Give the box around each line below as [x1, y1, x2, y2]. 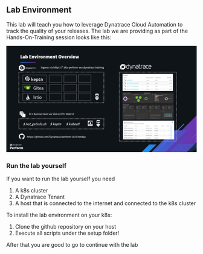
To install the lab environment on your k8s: [6, 211, 112, 219]
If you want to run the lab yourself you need [6, 175, 115, 183]
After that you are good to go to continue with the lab [6, 241, 138, 249]
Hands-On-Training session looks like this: [6, 33, 112, 41]
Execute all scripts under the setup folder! [14, 229, 120, 237]
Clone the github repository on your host [14, 223, 117, 230]
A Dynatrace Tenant [14, 193, 65, 201]
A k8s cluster [14, 187, 48, 194]
